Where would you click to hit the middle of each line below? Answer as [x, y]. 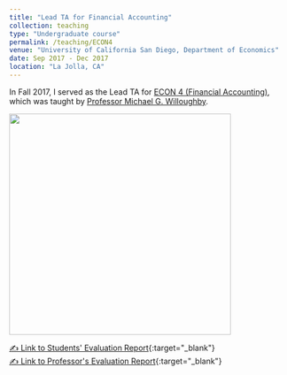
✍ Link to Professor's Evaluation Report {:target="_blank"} [116, 361]
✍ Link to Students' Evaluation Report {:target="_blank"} [112, 348]
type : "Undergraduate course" [65, 34]
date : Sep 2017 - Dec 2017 [59, 58]
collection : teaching [49, 26]
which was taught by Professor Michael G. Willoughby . [109, 101]
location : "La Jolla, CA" [57, 67]
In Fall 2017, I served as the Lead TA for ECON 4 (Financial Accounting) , [140, 92]
